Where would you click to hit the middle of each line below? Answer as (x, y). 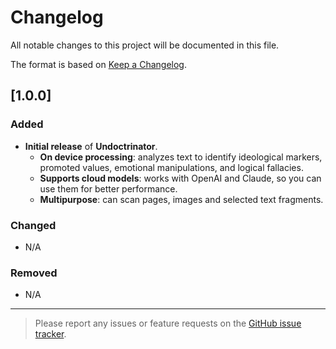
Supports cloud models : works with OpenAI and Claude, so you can (180, 178)
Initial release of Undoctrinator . (91, 146)
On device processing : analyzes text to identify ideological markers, (181, 157)
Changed (33, 225)
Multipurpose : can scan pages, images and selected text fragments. (181, 199)
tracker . (50, 334)
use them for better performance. (108, 188)
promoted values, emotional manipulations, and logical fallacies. (171, 167)
